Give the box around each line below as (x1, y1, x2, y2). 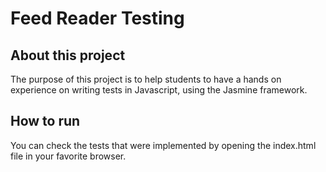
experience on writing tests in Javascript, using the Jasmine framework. (10, 84, 308, 96)
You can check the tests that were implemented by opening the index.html (10, 139, 317, 151)
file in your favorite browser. (10, 150, 127, 162)
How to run (10, 113, 81, 130)
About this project (10, 47, 126, 64)
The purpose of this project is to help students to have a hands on (10, 73, 282, 85)
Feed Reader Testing (10, 7, 185, 30)
